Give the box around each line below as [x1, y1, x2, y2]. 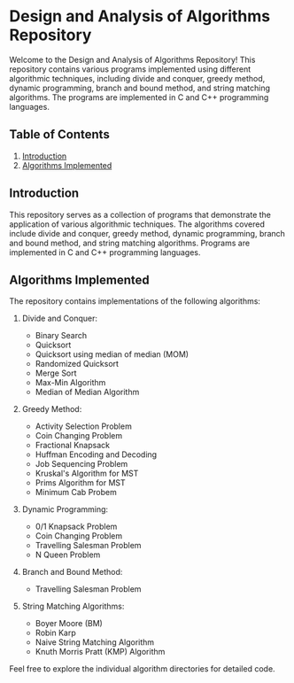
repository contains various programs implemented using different [9, 64, 251, 74]
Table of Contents [9, 127, 111, 143]
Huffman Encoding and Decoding [35, 449, 158, 460]
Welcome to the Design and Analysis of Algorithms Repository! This [9, 54, 256, 65]
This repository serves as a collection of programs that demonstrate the [9, 209, 272, 220]
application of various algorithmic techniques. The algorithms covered [9, 219, 266, 229]
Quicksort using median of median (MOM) [35, 349, 189, 360]
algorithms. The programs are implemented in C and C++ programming [9, 91, 269, 103]
